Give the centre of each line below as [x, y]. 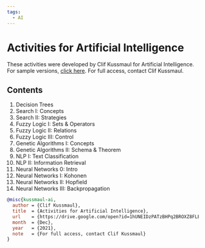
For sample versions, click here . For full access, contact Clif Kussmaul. [96, 71]
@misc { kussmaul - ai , [32, 200]
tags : [14, 12]
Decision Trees [34, 105]
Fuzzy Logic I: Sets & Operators [55, 124]
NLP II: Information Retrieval [51, 163]
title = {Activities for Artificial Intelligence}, [81, 211]
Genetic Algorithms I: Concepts [55, 143]
